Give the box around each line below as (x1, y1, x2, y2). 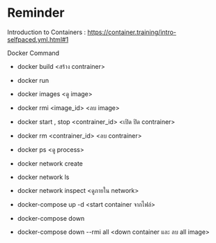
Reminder (7, 5, 65, 21)
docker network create (17, 159, 84, 168)
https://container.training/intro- (87, 28, 176, 36)
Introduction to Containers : (7, 28, 86, 36)
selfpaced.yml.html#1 (7, 35, 69, 43)
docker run (17, 76, 49, 84)
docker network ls (17, 173, 70, 181)
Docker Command (7, 49, 60, 57)
